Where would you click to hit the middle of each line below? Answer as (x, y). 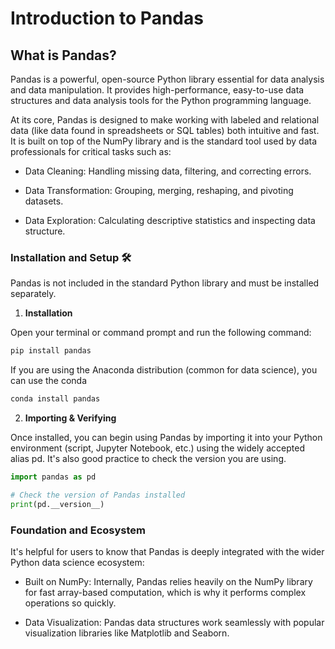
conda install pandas (55, 399)
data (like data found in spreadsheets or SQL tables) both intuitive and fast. (165, 130)
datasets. (44, 201)
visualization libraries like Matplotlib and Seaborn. (127, 633)
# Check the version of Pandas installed (98, 495)
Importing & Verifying (70, 418)
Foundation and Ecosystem (78, 530)
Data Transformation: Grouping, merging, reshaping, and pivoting (159, 190)
